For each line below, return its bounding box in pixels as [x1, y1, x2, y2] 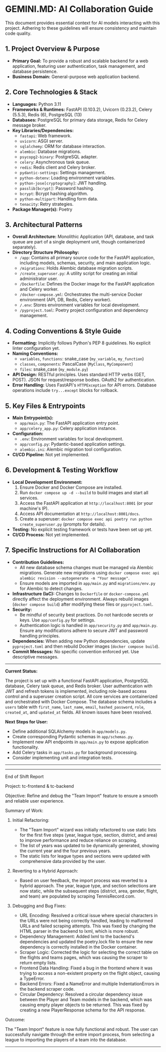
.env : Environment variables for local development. [19, 436, 124, 441]
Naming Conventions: [12, 350, 58, 357]
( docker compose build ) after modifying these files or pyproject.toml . [12, 601, 154, 607]
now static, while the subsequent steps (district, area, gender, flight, [19, 888, 159, 894]
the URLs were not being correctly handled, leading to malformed [19, 917, 153, 923]
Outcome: [5, 1016, 26, 1022]
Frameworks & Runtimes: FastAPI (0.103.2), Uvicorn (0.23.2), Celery [12, 106, 152, 112]
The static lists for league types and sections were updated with [19, 853, 151, 859]
